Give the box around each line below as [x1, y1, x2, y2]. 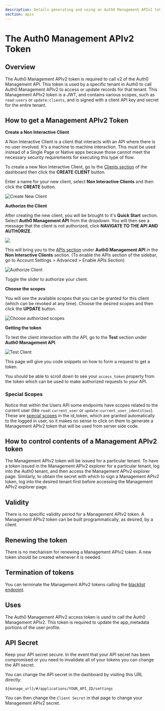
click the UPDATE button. [5, 306, 56, 312]
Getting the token [5, 325, 42, 331]
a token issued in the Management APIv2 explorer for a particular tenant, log [5, 463, 160, 469]
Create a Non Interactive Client [5, 129, 70, 135]
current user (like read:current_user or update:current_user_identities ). [5, 407, 154, 413]
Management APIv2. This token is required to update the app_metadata [5, 619, 150, 625]
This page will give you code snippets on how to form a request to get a [5, 359, 150, 365]
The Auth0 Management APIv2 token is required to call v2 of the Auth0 [5, 76, 149, 82]
